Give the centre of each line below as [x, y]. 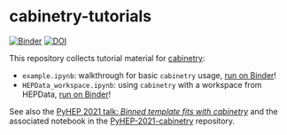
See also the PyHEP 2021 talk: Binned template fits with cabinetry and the [143, 111]
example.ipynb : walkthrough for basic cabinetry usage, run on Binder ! [149, 75]
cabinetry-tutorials [81, 16]
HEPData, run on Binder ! [66, 94]
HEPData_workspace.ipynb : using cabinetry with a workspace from [142, 84]
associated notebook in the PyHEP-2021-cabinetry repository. [122, 121]
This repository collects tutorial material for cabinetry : [107, 58]
